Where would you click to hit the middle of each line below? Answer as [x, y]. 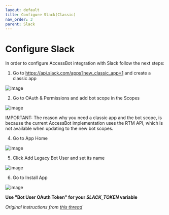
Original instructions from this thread [44, 207]
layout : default [22, 10]
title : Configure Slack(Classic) [41, 15]
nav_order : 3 [19, 19]
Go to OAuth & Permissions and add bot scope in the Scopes [76, 98]
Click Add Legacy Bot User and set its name [59, 158]
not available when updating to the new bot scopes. [59, 129]
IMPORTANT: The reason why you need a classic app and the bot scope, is [84, 118]
